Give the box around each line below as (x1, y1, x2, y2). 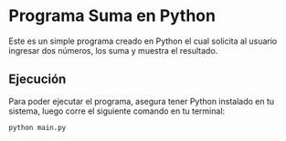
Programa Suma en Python (8, 5, 217, 26)
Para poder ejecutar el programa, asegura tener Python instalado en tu (8, 96, 275, 106)
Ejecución (8, 72, 67, 87)
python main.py (8, 123, 67, 132)
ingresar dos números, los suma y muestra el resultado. (8, 45, 218, 55)
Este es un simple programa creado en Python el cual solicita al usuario (8, 35, 278, 46)
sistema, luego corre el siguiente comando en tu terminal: (8, 106, 226, 116)
